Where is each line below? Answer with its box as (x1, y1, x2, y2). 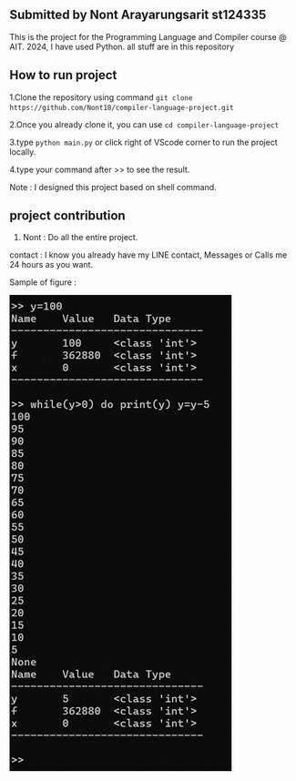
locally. (9, 146, 36, 157)
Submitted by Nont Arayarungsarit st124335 (9, 7, 267, 23)
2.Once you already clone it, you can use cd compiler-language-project (9, 118, 280, 130)
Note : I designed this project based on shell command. (9, 181, 217, 192)
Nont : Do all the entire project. (22, 232, 138, 243)
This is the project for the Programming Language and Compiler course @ (9, 31, 287, 42)
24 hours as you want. (9, 259, 94, 270)
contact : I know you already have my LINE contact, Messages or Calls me (9, 249, 288, 260)
